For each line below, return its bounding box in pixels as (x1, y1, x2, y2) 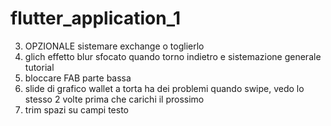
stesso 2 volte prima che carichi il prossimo (24, 93, 205, 105)
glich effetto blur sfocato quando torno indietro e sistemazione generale (24, 50, 322, 62)
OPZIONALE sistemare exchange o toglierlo (24, 40, 205, 52)
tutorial (24, 61, 55, 73)
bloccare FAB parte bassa (24, 72, 132, 84)
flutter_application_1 (10, 7, 182, 30)
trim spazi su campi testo (24, 103, 129, 116)
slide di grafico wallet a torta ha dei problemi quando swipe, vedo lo (24, 82, 305, 94)
